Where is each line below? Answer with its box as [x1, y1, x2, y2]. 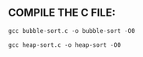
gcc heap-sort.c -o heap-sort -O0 [8, 41, 122, 49]
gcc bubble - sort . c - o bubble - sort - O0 [8, 27, 135, 34]
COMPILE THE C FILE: [8, 6, 116, 20]
